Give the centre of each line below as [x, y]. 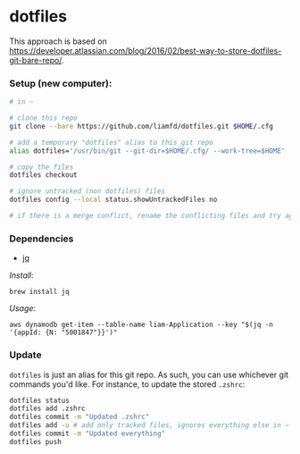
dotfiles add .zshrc [48, 408]
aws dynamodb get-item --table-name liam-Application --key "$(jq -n [142, 325]
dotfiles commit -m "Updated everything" [87, 434]
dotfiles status [39, 400]
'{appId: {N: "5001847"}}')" [63, 332]
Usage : [23, 308]
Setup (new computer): [61, 83]
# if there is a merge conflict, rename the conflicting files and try [145, 216]
